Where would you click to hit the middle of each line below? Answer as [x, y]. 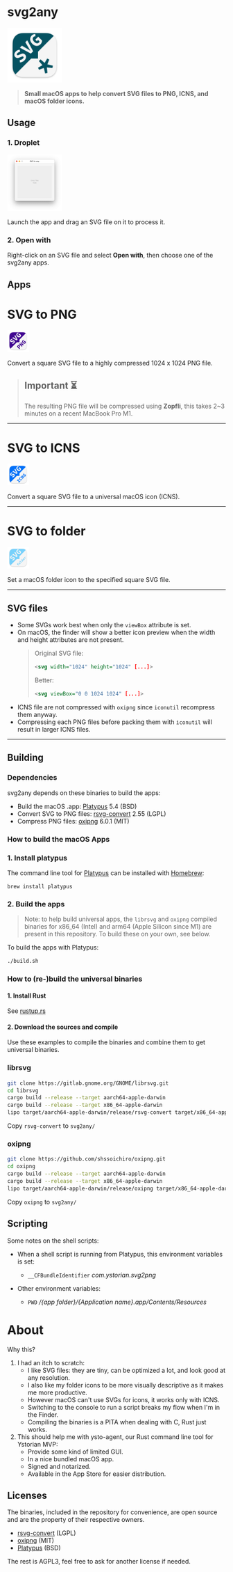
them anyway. [37, 715]
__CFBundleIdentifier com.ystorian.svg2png [92, 1275]
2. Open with [29, 239]
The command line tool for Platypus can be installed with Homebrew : [106, 873]
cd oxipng [21, 1167]
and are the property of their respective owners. [76, 1520]
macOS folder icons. [54, 101]
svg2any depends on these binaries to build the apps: [84, 793]
